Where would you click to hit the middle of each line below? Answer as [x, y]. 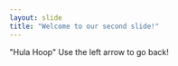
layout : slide [36, 18]
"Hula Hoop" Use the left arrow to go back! [89, 52]
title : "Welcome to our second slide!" [84, 26]
